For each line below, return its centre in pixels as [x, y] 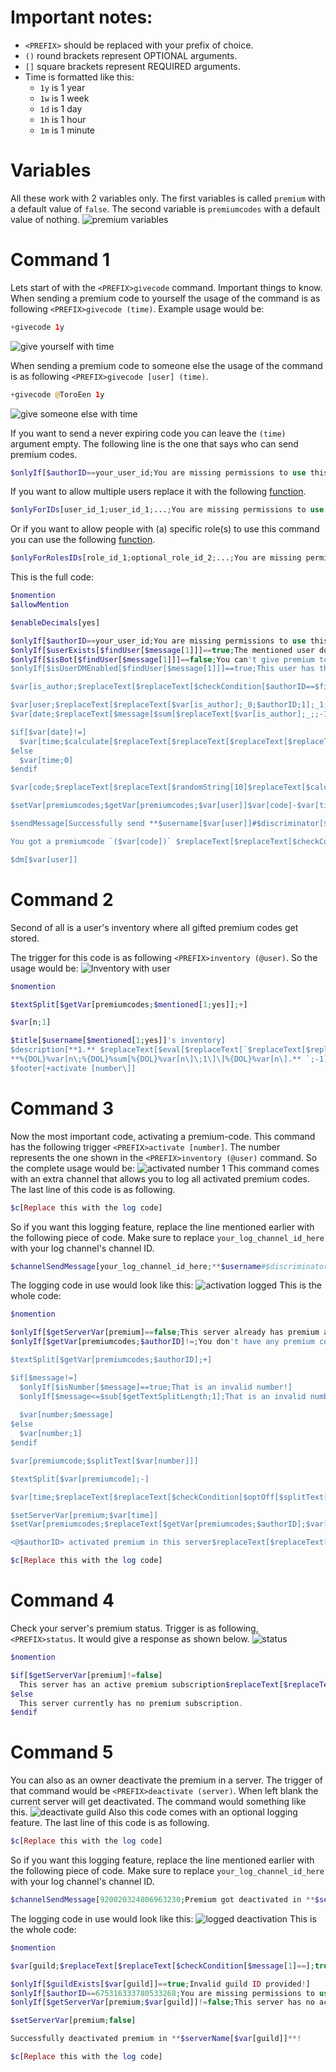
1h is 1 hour [63, 119]
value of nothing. [45, 219]
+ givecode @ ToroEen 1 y [57, 394]
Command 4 [62, 1600]
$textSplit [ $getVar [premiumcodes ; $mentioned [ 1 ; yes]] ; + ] [129, 1004]
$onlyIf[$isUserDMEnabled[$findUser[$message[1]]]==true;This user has [162, 669]
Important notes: [81, 17]
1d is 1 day [61, 108]
